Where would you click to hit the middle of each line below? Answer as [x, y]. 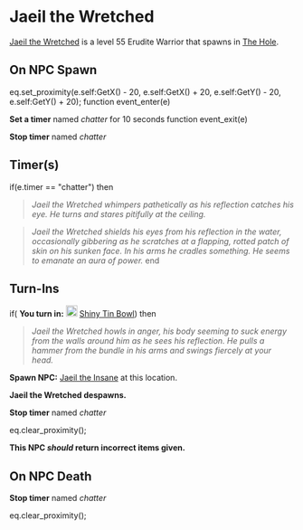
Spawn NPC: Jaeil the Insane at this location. [94, 378]
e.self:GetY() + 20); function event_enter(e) [90, 101]
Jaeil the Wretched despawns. [68, 395]
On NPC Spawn [53, 70]
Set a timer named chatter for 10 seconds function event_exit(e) [129, 118]
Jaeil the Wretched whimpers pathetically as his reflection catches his [162, 204]
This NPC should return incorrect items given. [97, 448]
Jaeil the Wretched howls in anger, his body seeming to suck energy [159, 331]
